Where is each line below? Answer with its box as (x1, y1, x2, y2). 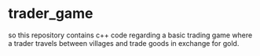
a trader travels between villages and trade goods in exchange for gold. (8, 38, 240, 47)
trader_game (8, 5, 93, 23)
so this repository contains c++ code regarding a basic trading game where (8, 30, 253, 40)
